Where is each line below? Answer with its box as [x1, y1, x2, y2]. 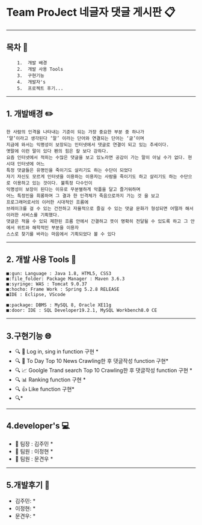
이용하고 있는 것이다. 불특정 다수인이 [13, 180, 93, 186]
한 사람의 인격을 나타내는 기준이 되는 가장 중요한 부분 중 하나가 [6, 129, 144, 135]
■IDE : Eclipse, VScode [6, 292, 66, 298]
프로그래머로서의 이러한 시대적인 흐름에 [6, 199, 89, 205]
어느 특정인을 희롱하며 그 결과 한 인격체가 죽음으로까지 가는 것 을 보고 [6, 193, 159, 199]
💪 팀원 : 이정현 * [14, 448, 54, 455]
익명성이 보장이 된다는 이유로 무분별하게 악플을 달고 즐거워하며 [6, 186, 141, 192]
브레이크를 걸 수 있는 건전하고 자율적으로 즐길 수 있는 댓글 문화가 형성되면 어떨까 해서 [6, 205, 194, 211]
